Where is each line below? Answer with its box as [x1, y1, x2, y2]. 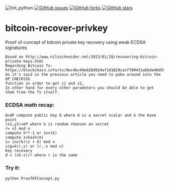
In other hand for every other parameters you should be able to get [5, 85, 154, 90]
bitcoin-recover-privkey [5, 23, 108, 34]
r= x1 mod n [5, 126, 30, 131]
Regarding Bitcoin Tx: [5, 63, 53, 68]
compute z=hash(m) [5, 135, 44, 140]
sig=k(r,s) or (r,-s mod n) [5, 144, 64, 149]
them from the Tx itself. [5, 89, 59, 95]
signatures [5, 44, 27, 51]
